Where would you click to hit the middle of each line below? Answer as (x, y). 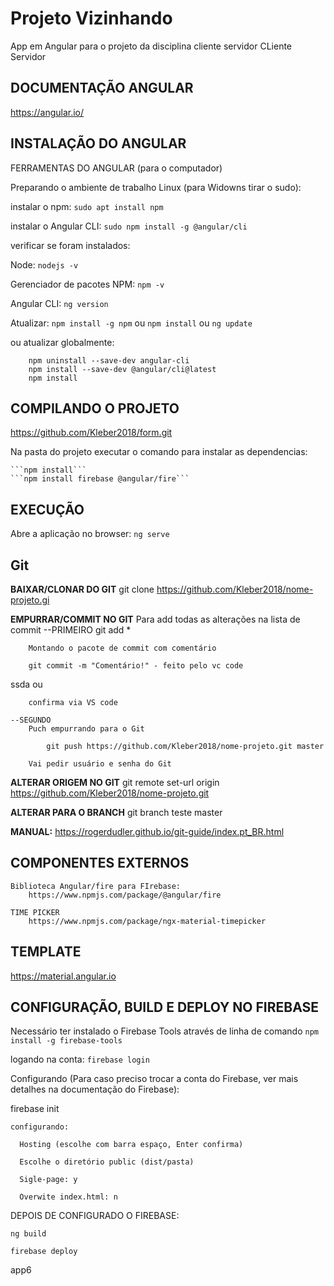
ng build (28, 1234)
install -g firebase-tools (66, 1041)
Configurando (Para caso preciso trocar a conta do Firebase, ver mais (154, 1079)
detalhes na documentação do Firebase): (95, 1089)
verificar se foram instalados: (70, 245)
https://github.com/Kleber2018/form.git (91, 433)
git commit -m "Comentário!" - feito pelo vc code (136, 666)
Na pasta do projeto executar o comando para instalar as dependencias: (159, 452)
